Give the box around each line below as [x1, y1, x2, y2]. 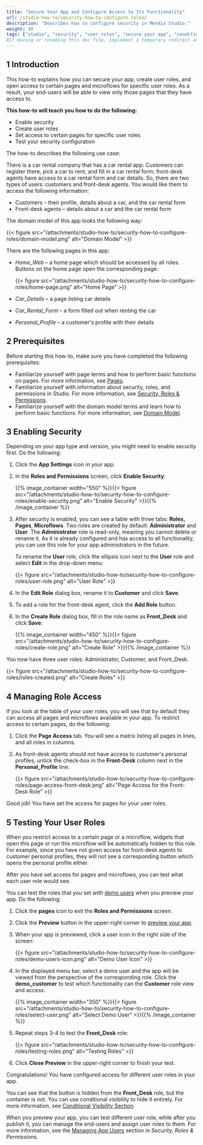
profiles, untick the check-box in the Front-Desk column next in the [14, 757, 183, 764]
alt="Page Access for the [105, 782, 169, 789]
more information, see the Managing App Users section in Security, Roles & [6, 1127, 194, 1134]
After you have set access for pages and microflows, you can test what [6, 871, 184, 878]
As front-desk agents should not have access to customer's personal [14, 750, 187, 758]
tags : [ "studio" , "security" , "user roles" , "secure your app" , [6, 32, 172, 38]
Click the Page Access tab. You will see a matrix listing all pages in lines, [14, 732, 196, 740]
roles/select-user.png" [14, 1011, 71, 1019]
